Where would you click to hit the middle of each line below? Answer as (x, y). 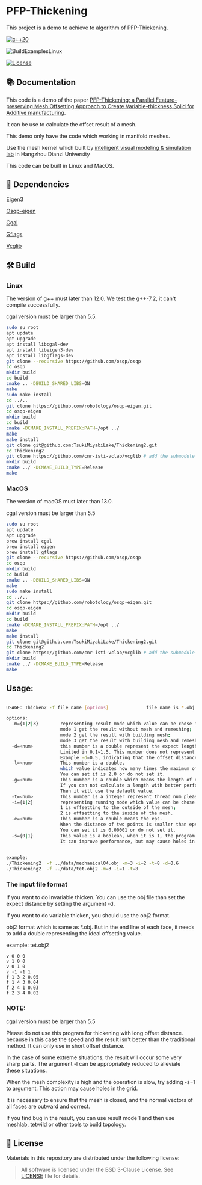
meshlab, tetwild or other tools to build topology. (66, 1124)
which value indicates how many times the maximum (124, 769)
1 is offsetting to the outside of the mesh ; (118, 808)
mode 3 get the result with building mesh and (119, 740)
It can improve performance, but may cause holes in (127, 841)
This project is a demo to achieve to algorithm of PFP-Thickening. (87, 28)
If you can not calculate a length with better (121, 785)
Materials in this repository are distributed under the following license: (93, 1158)
